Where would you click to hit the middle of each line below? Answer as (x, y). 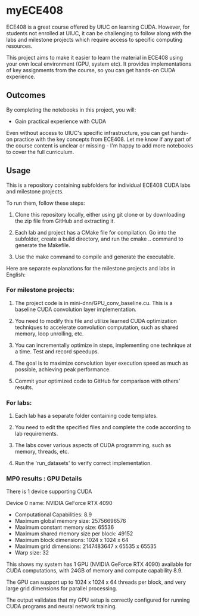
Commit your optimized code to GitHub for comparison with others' (97, 381)
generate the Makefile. (42, 245)
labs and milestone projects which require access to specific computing (94, 39)
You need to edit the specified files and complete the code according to (103, 427)
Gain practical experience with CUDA (60, 121)
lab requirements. (36, 434)
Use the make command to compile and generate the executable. (95, 257)
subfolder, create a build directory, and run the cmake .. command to (99, 239)
